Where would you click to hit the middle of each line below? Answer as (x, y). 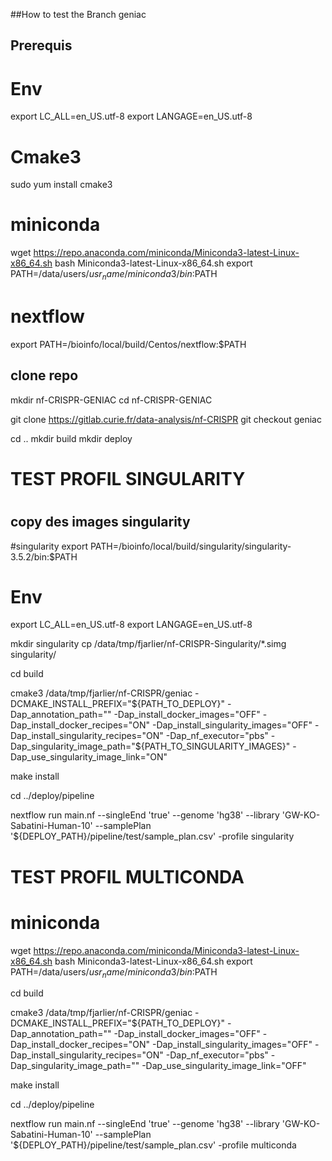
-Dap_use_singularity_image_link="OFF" (224, 1066)
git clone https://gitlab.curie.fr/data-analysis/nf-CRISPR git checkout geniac (166, 419)
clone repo (44, 375)
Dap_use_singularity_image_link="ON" (89, 757)
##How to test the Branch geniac (78, 14)
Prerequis (41, 45)
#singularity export (49, 546)
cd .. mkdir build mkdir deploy (71, 438)
